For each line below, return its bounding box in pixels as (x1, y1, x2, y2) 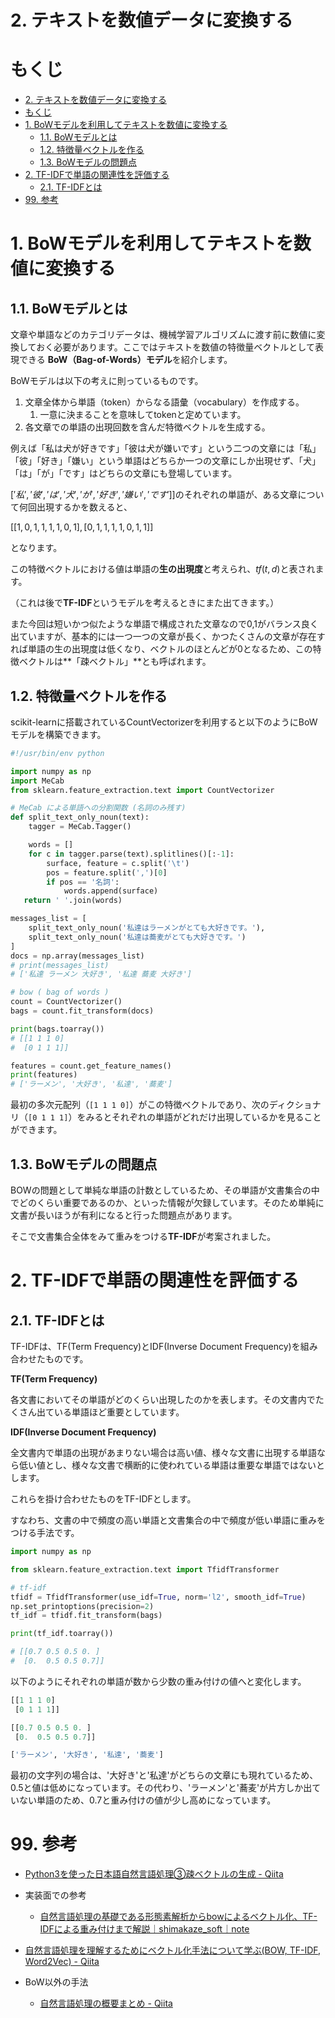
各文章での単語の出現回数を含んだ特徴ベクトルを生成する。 (24, 421, 271, 433)
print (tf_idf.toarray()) (10, 1629, 114, 1639)
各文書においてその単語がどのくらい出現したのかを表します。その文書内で (10, 1394, 316, 1405)
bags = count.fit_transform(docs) (10, 1006, 155, 1016)
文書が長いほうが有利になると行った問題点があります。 (10, 1209, 238, 1221)
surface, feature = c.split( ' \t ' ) (46, 858, 190, 868)
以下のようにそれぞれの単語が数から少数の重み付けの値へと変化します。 (10, 1675, 307, 1687)
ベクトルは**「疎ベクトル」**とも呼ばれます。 (18, 656, 212, 668)
